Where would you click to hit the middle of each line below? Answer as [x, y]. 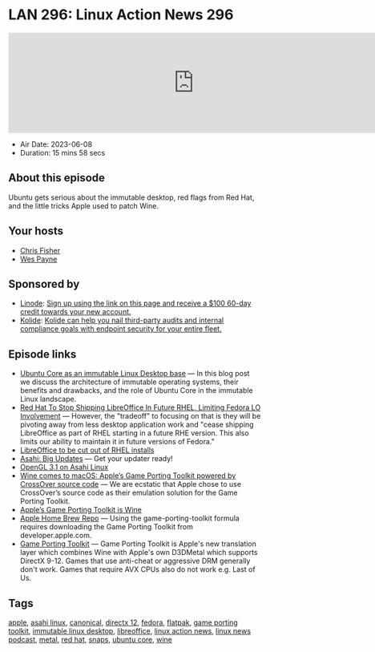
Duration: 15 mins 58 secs [62, 152]
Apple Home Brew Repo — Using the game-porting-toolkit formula [130, 518]
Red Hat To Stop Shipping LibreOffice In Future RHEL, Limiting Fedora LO [140, 407]
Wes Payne [38, 259]
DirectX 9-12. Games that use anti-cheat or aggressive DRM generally [135, 561]
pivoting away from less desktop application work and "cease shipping [137, 425]
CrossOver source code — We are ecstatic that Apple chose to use [131, 484]
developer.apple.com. [56, 536]
